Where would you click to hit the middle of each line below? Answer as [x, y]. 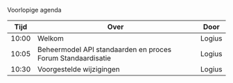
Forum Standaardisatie [74, 58]
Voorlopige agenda [34, 10]
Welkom [50, 38]
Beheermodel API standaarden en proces [104, 49]
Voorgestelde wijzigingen [78, 69]
